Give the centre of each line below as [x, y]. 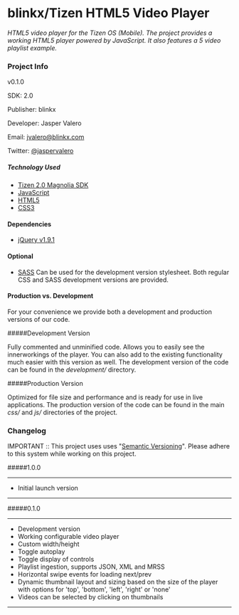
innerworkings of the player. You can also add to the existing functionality [115, 354]
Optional [20, 256]
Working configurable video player [68, 537]
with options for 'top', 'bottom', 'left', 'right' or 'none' [94, 589]
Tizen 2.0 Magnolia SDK [53, 185]
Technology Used [34, 167]
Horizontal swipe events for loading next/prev [84, 574]
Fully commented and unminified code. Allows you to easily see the [106, 347]
